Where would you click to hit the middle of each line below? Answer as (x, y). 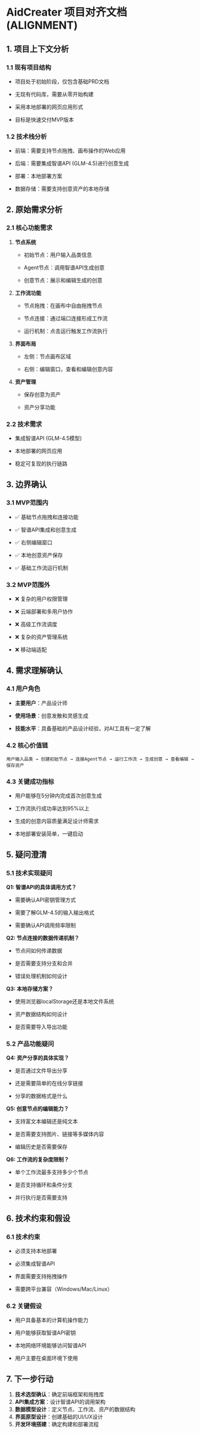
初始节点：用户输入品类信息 (58, 255)
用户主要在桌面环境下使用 (46, 1358)
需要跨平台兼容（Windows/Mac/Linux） (64, 1289)
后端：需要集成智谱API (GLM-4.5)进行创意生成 (72, 163)
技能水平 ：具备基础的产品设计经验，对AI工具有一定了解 (83, 728)
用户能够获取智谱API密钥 (45, 1333)
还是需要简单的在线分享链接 (49, 1083)
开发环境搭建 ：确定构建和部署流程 (57, 1424)
